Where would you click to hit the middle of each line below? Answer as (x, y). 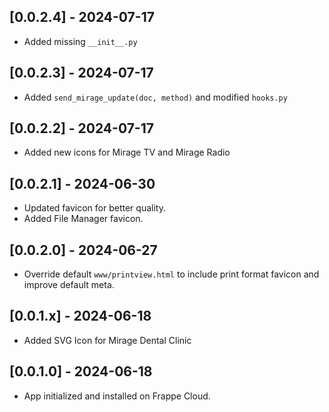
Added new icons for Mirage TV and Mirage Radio (127, 152)
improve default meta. (69, 285)
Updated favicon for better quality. (94, 208)
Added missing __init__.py (80, 41)
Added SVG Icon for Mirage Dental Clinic (107, 340)
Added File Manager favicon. (83, 219)
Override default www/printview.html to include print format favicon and (171, 274)
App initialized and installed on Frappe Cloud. (117, 396)
